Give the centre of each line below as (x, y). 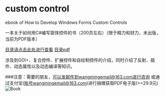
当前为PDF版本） (23, 39)
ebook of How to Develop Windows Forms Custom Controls (66, 22)
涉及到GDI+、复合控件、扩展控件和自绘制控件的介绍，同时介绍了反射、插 (80, 60)
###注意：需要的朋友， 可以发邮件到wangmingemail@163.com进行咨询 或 (80, 77)
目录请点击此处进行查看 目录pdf (38, 49)
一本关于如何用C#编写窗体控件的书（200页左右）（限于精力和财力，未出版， (83, 32)
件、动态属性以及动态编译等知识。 (40, 66)
